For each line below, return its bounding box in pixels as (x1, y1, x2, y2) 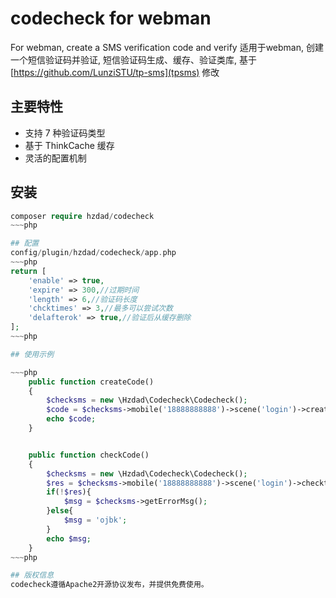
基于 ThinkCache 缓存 (24, 139, 115, 151)
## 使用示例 (10, 349, 55, 359)
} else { (46, 506, 74, 516)
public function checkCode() (28, 450, 150, 460)
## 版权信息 (10, 570, 55, 581)
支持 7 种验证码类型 (24, 127, 106, 139)
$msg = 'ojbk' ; (63, 515, 128, 526)
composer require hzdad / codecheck (10, 211, 155, 221)
